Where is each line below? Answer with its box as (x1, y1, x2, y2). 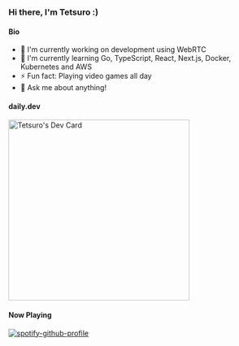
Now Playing (8, 309, 52, 319)
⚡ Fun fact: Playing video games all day (20, 71, 152, 81)
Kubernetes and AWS (20, 62, 92, 71)
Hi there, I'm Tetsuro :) (8, 6, 99, 18)
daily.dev (8, 101, 41, 111)
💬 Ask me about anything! (20, 83, 107, 93)
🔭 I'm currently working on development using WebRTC (20, 45, 207, 54)
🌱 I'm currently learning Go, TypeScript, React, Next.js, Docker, (20, 54, 232, 63)
